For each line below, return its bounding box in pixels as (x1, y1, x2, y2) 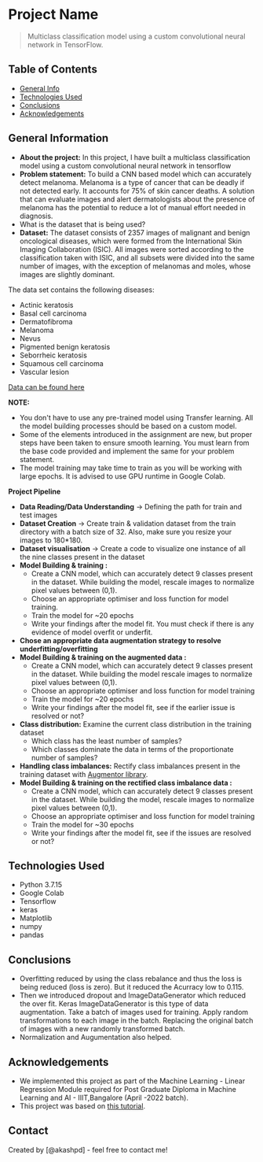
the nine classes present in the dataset (19, 552, 145, 561)
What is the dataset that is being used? (19, 219, 146, 229)
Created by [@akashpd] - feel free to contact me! (8, 1145, 168, 1154)
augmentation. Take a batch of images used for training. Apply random (19, 1008, 249, 1017)
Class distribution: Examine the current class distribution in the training (19, 719, 252, 729)
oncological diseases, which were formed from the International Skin (19, 236, 242, 246)
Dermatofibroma (19, 316, 73, 326)
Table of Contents (8, 63, 98, 76)
